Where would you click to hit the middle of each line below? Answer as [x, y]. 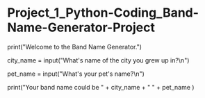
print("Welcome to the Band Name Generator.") [75, 47]
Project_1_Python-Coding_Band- [103, 13]
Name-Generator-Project [81, 27]
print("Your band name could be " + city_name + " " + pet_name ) [101, 87]
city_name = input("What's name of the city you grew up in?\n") [98, 60]
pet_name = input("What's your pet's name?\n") [76, 74]
